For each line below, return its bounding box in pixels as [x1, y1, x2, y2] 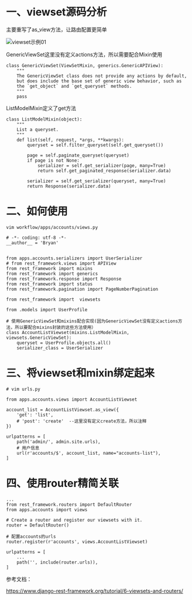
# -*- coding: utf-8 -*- [6, 235, 67, 241]
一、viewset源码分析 [6, 5, 107, 19]
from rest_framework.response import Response [6, 276, 122, 282]
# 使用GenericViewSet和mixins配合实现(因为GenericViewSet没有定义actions [6, 318, 179, 324]
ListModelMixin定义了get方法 [6, 104, 77, 112]
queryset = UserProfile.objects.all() [16, 339, 111, 346]
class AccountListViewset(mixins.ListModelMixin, [6, 329, 130, 335]
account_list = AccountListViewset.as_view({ [6, 406, 119, 412]
